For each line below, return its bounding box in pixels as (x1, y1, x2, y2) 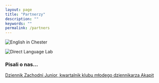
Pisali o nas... (5, 61, 38, 68)
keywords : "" (5, 21, 32, 26)
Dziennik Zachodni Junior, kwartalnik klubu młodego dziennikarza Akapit (5, 72, 154, 78)
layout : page (5, 7, 32, 12)
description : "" (5, 16, 39, 21)
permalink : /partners (5, 26, 50, 31)
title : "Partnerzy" (5, 12, 46, 17)
